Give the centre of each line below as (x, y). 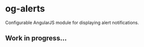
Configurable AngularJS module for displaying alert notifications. (72, 22)
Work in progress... (36, 38)
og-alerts (25, 9)
